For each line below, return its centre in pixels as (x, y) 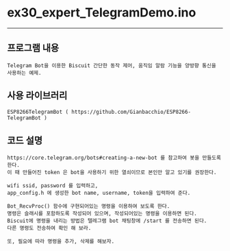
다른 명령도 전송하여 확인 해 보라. (49, 228)
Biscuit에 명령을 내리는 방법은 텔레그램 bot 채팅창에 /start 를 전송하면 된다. (107, 221)
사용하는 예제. (24, 73)
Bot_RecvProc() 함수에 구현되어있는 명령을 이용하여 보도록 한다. (89, 206)
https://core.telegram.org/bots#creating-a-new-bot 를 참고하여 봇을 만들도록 (114, 158)
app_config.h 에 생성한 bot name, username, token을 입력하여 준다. (99, 193)
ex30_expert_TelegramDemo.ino (102, 13)
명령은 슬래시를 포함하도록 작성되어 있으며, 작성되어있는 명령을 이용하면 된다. (102, 214)
